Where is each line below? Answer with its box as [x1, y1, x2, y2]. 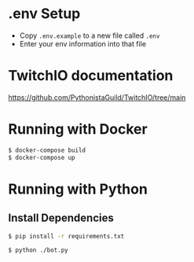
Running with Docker [8, 120, 148, 138]
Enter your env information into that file [19, 39, 147, 48]
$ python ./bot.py [8, 246, 68, 254]
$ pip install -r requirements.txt [8, 232, 125, 240]
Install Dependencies [8, 212, 114, 225]
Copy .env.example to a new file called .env [19, 31, 160, 40]
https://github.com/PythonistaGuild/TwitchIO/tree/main [8, 92, 186, 102]
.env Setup [8, 5, 81, 23]
